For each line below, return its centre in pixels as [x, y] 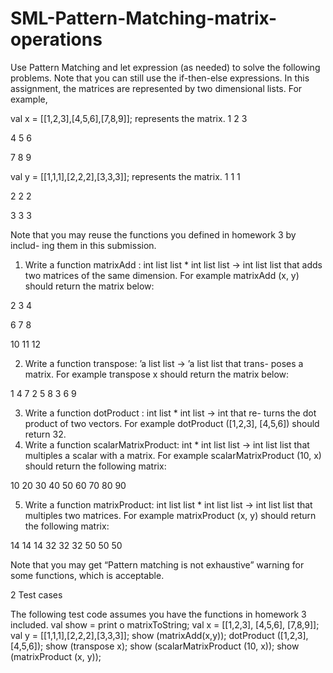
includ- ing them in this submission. [83, 245]
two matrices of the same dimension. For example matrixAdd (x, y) [162, 275]
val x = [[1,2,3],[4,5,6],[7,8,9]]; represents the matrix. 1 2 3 [129, 118]
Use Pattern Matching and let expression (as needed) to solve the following [165, 67]
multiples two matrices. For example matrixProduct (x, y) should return [170, 515]
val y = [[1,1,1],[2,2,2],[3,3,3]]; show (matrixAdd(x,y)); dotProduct [142, 635]
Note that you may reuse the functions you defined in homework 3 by [153, 234]
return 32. [45, 434]
